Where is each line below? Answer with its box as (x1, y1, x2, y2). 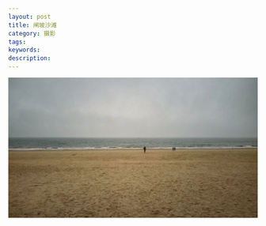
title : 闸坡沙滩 (8, 21, 57, 29)
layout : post (8, 13, 51, 21)
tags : (8, 38, 26, 46)
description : (8, 55, 51, 62)
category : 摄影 (8, 29, 56, 37)
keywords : (8, 46, 41, 55)
